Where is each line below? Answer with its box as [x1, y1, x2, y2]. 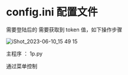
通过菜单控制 [6, 63, 37, 70]
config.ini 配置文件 [6, 5, 99, 19]
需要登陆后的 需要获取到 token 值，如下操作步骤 [6, 26, 123, 33]
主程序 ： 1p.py [6, 50, 43, 57]
